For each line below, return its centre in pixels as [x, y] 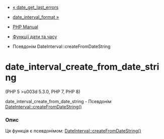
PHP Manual [25, 27]
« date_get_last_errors [35, 7]
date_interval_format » [36, 17]
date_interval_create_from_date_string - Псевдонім [58, 101]
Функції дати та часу [35, 37]
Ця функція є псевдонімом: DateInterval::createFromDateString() [73, 131]
